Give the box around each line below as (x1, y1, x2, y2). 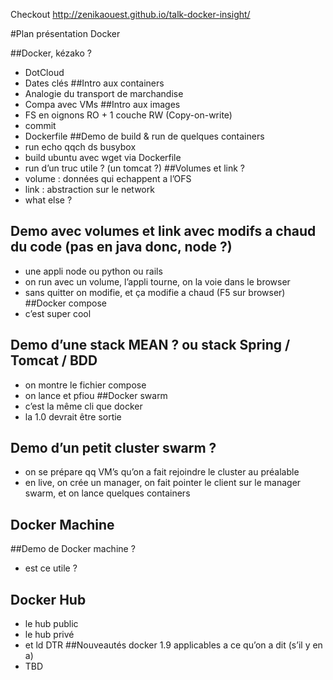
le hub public (24, 618, 79, 630)
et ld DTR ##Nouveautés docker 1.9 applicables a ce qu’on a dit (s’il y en (24, 639, 323, 651)
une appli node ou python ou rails (24, 265, 163, 277)
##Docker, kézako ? (10, 47, 92, 59)
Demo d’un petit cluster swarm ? (10, 440, 217, 457)
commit (24, 120, 57, 131)
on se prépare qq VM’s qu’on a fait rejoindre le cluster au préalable (24, 466, 300, 478)
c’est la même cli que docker (24, 400, 143, 412)
